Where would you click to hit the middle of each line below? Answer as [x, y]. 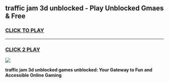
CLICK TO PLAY [25, 31]
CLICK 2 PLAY [23, 49]
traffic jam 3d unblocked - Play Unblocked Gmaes [84, 8]
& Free [16, 16]
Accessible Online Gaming [33, 75]
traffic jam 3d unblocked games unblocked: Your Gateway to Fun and [79, 69]
